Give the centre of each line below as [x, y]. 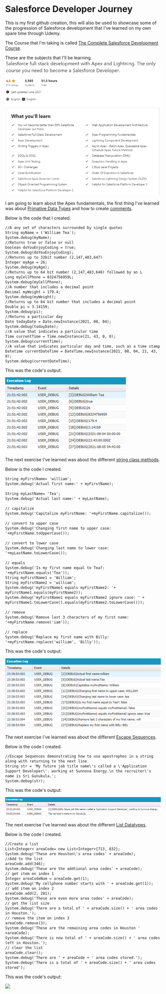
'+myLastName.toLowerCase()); [36, 553]
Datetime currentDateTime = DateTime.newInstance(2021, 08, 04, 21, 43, [82, 351]
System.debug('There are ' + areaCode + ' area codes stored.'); [74, 957]
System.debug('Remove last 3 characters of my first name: [67, 617]
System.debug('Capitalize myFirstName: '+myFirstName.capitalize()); [78, 514]
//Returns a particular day [34, 317]
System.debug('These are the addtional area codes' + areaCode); [74, 868]
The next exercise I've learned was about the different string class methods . [83, 460]
